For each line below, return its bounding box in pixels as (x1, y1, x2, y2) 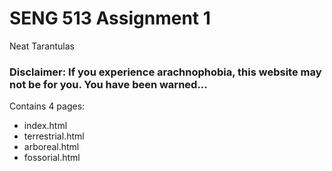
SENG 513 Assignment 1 (9, 7, 211, 30)
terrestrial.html (23, 130, 85, 142)
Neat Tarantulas (9, 40, 76, 52)
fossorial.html (23, 152, 81, 164)
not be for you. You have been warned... (9, 77, 208, 91)
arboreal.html (23, 141, 80, 153)
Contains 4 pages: (9, 100, 86, 112)
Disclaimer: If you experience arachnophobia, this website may (9, 65, 322, 79)
